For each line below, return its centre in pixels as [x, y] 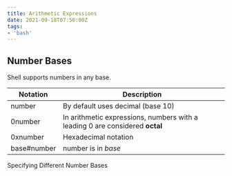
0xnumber [28, 137]
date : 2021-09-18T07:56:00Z [48, 20]
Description [142, 95]
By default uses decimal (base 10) [118, 106]
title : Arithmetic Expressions [52, 13]
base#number [33, 148]
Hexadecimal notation [98, 137]
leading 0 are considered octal [113, 126]
